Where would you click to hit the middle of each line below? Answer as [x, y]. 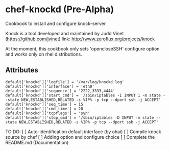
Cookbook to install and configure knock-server [56, 23]
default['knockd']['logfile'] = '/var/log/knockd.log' [65, 82]
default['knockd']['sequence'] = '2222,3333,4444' [60, 91]
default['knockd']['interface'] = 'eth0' [50, 86]
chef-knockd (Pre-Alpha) [60, 9]
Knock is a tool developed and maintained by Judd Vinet [65, 33]
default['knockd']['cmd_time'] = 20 [44, 109]
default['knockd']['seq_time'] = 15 [44, 104]
